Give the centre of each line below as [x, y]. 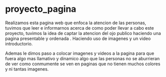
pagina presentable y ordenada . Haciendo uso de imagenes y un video [78, 38]
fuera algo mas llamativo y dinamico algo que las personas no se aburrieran [83, 58]
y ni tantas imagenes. [27, 69]
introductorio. [19, 43]
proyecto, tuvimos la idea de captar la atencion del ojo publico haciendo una [83, 33]
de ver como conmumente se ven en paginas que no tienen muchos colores [83, 64]
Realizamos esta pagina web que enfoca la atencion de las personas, [76, 23]
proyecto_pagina [41, 9]
